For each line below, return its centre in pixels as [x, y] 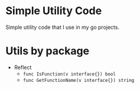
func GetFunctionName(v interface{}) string [79, 80]
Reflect [23, 67]
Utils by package [48, 51]
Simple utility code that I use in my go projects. [62, 27]
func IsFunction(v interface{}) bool [69, 74]
